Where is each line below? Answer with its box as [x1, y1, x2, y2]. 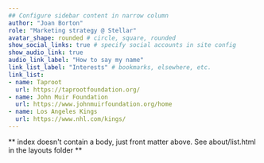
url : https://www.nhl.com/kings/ [15, 115, 126, 123]
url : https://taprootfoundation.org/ [15, 85, 141, 94]
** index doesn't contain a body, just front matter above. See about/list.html [8, 137, 256, 146]
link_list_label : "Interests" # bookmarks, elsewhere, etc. [8, 64, 212, 72]
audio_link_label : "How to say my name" [8, 56, 145, 64]
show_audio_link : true [8, 49, 83, 56]
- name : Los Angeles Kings [8, 108, 98, 116]
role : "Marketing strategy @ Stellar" [8, 26, 137, 34]
